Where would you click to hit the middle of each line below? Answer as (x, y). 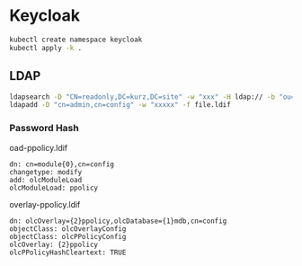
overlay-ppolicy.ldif (45, 204)
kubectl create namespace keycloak (76, 40)
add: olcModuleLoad (46, 180)
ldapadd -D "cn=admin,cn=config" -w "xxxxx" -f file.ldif (120, 105)
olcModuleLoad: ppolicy (54, 188)
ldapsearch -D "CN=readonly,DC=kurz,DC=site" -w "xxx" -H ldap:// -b (142, 97)
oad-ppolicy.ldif (39, 147)
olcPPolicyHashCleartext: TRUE (68, 253)
